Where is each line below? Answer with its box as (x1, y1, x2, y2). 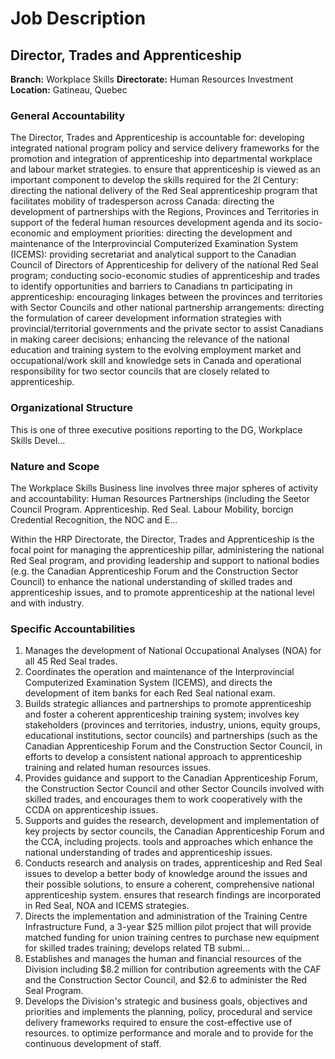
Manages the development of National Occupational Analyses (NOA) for (24, 645, 322, 657)
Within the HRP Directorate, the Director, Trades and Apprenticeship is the (10, 533, 315, 545)
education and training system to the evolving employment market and (10, 344, 302, 356)
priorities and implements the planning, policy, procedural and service (24, 1006, 313, 1018)
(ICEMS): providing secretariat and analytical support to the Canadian (10, 248, 297, 261)
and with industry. (10, 597, 85, 609)
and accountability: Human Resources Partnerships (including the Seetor (10, 492, 311, 504)
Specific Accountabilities (10, 622, 136, 636)
